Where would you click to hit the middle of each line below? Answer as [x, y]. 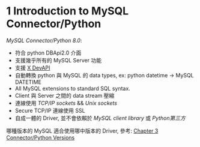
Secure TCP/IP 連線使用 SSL [50, 110]
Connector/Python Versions [41, 137]
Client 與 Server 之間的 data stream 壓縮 [65, 95]
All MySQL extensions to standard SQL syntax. [72, 88]
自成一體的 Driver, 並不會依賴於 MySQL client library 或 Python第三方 [100, 118]
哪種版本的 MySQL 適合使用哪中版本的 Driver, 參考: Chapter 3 [82, 131]
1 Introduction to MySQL [68, 11]
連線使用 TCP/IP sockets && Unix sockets [66, 103]
